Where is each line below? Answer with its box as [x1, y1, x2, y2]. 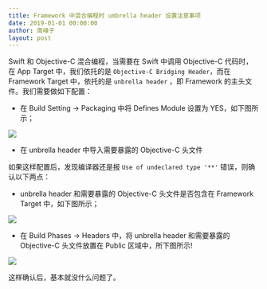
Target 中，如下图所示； [19, 199, 100, 209]
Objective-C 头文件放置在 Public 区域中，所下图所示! [19, 240, 193, 251]
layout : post [8, 33, 52, 42]
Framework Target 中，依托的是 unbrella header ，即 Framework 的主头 [8, 76, 245, 86]
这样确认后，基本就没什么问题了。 [8, 272, 120, 283]
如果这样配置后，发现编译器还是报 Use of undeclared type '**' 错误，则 [8, 162, 249, 172]
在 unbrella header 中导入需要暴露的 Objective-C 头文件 [19, 145, 203, 155]
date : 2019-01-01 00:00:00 [8, 19, 98, 27]
